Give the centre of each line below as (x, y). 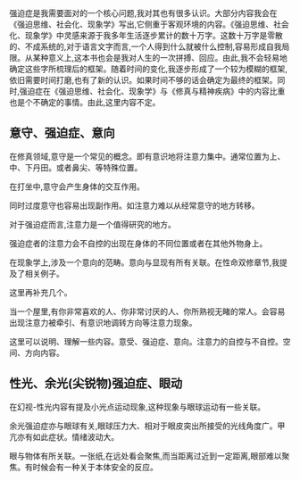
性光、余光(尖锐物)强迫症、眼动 (96, 383)
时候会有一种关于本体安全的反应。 (95, 467)
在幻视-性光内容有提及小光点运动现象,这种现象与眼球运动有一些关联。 (137, 406)
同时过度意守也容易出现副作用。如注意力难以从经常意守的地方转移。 (134, 205)
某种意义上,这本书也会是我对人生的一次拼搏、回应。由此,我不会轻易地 (160, 58)
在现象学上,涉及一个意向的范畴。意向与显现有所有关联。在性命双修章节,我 (145, 262)
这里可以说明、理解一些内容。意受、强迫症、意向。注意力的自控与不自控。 (146, 341)
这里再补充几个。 (41, 292)
